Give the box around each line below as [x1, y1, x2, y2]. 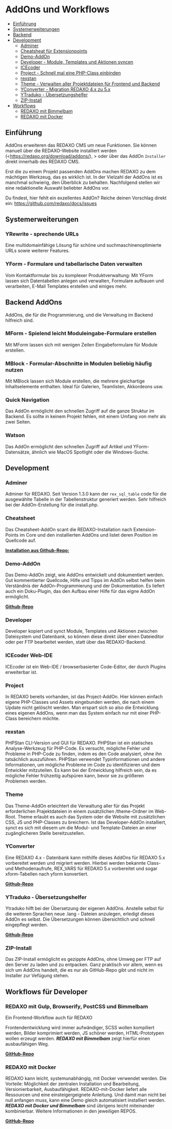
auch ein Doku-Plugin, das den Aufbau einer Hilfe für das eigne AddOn [5, 588, 155, 594]
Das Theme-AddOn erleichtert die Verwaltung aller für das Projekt [5, 803, 145, 809]
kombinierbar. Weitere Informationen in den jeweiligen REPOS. [5, 1108, 137, 1114]
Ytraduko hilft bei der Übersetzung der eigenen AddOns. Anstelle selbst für [5, 905, 164, 912]
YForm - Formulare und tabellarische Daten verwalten [5, 261, 143, 268]
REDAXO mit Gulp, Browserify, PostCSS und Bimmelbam [5, 1003, 148, 1010]
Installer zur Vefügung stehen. [5, 973, 69, 979]
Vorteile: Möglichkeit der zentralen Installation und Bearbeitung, [5, 1081, 140, 1087]
